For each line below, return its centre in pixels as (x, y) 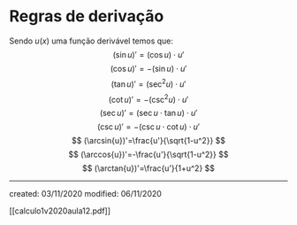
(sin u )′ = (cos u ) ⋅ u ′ (148, 54)
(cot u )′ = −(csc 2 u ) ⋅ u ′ (148, 98)
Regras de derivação (87, 16)
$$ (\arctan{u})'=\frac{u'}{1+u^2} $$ (148, 168)
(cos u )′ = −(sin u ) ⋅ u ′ (148, 68)
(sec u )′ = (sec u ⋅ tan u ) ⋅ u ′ (148, 113)
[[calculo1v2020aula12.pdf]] (60, 211)
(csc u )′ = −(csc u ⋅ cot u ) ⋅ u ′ (148, 127)
